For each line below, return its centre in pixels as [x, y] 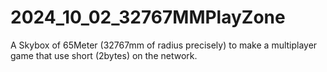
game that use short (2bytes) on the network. [104, 55]
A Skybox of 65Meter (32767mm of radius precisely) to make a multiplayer [164, 45]
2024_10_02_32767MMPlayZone [148, 17]
